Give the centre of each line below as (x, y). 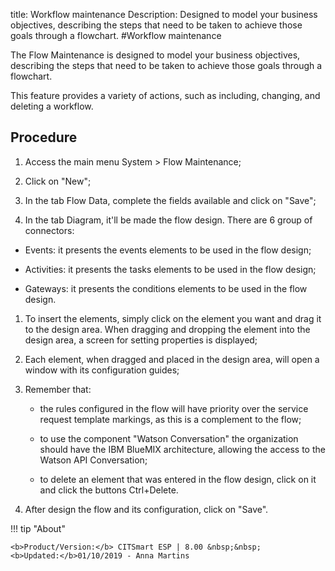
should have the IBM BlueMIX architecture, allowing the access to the (182, 449)
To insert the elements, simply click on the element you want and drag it (173, 318)
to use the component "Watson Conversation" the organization (169, 438)
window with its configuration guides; (102, 370)
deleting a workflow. (52, 106)
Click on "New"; (58, 181)
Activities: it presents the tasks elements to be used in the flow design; (170, 269)
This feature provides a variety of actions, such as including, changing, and (165, 95)
